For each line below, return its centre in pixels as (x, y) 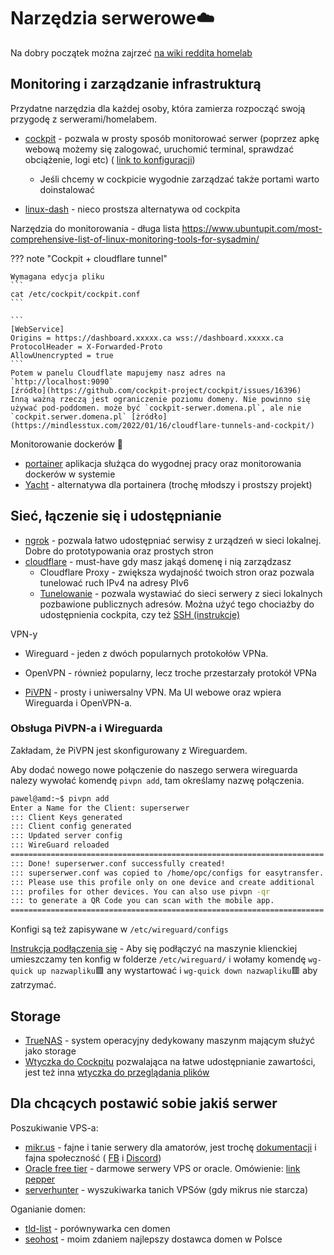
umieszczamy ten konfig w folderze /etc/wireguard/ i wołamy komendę (158, 959)
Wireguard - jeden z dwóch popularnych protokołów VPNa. (146, 653)
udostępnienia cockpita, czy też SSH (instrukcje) (140, 614)
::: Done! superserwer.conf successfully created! (118, 863)
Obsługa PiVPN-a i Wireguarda (86, 728)
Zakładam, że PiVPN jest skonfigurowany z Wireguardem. (129, 750)
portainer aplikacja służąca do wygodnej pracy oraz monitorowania (163, 463)
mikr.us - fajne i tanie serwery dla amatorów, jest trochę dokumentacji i (170, 1147)
